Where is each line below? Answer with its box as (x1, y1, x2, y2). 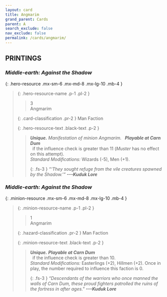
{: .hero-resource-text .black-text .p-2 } (17, 125, 100, 131)
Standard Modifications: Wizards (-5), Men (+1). (30, 156, 130, 162)
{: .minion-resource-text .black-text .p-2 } (17, 240, 104, 246)
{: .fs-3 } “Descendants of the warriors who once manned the (30, 275, 158, 281)
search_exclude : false (5, 26, 53, 31)
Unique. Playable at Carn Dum (30, 249, 96, 255)
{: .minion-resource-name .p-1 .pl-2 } (17, 205, 95, 211)
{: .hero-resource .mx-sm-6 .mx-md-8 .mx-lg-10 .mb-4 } (5, 81, 123, 87)
